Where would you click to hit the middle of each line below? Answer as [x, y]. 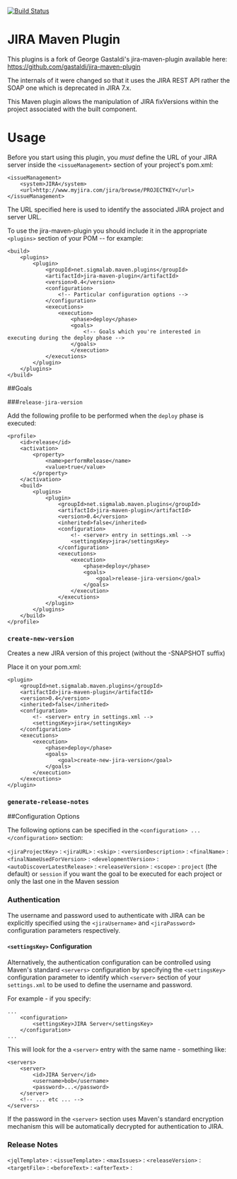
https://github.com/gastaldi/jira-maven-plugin [74, 67]
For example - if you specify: [49, 999]
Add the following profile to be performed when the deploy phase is [105, 415]
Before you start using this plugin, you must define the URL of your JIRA [112, 157]
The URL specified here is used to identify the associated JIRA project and [116, 209]
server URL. [25, 217]
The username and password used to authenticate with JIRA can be [106, 915]
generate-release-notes [48, 802]
